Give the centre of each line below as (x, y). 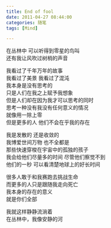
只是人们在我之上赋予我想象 (40, 93)
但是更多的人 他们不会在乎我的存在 (48, 122)
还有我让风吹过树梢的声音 (37, 58)
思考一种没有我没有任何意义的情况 (47, 108)
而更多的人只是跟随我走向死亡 (42, 184)
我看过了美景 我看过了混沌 (38, 78)
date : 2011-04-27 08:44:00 (39, 17)
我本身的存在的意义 (29, 192)
